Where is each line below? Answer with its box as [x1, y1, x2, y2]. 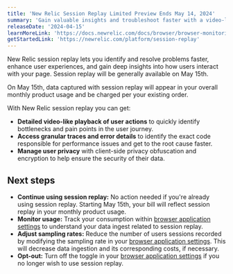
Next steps [7, 174, 55, 186]
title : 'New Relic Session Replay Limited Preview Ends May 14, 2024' [7, 10, 216, 17]
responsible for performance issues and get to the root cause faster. [17, 139, 213, 148]
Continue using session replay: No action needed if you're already [17, 192, 210, 201]
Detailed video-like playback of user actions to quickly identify [17, 117, 200, 126]
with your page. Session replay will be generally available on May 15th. [7, 70, 209, 78]
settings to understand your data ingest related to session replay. [17, 222, 203, 230]
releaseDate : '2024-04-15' [7, 23, 85, 30]
